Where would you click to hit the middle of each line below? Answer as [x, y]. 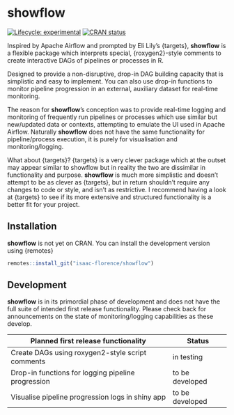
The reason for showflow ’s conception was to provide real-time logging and [117, 109]
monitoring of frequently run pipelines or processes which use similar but [112, 117]
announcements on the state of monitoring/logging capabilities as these [110, 316]
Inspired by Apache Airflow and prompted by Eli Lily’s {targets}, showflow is [117, 45]
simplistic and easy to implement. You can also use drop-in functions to [110, 81]
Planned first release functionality [88, 341]
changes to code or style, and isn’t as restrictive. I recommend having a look [117, 189]
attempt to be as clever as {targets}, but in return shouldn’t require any [109, 182]
